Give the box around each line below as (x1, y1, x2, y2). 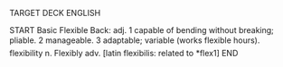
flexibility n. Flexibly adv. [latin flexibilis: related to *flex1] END (9, 48, 239, 58)
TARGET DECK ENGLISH (9, 8, 101, 18)
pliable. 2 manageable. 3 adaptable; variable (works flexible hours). (9, 35, 260, 46)
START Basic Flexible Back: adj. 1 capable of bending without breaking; (9, 25, 274, 35)
